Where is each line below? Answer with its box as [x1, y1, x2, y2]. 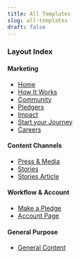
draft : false [7, 23, 46, 30]
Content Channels [7, 141, 62, 150]
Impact [17, 110, 38, 119]
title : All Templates [7, 10, 72, 18]
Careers [17, 125, 41, 134]
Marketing [7, 64, 39, 73]
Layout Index [7, 47, 53, 57]
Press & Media [17, 157, 60, 165]
